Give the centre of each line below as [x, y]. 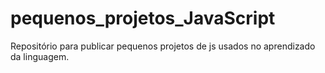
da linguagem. [40, 56]
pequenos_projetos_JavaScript [143, 18]
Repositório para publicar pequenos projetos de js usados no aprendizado [163, 46]
